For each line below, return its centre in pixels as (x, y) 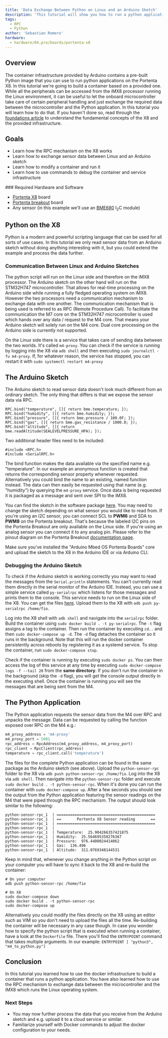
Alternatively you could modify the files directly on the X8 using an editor (80, 915)
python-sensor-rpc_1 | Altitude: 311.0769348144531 (62, 850)
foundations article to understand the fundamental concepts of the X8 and (82, 118)
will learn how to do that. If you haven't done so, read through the (72, 112)
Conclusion (23, 961)
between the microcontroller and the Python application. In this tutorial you (82, 107)
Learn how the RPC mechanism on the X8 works (62, 151)
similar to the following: (29, 805)
